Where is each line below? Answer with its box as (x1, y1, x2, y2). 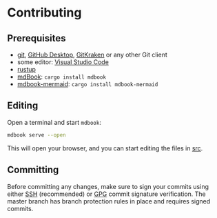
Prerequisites (7, 32, 66, 44)
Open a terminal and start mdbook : (7, 118, 102, 126)
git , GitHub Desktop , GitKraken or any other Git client (17, 50, 167, 59)
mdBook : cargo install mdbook (17, 72, 107, 81)
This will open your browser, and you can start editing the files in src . (7, 143, 203, 152)
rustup (17, 66, 37, 73)
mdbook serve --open (7, 131, 67, 139)
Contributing (7, 5, 82, 21)
